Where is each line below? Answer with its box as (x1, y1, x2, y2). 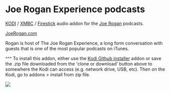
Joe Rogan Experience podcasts (5, 4, 145, 15)
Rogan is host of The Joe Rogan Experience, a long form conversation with (5, 40, 163, 46)
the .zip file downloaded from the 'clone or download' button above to (5, 60, 153, 67)
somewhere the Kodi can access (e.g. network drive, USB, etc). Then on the (5, 66, 165, 72)
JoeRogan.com (5, 30, 37, 36)
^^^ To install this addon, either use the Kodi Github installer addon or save (5, 55, 162, 62)
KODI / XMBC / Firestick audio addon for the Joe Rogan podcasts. (5, 20, 144, 26)
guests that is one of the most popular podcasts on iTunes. (5, 45, 129, 51)
